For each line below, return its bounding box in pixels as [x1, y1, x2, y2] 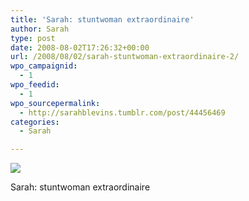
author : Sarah [10, 24, 70, 34]
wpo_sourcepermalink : [10, 98, 101, 108]
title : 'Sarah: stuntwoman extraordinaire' [10, 14, 195, 25]
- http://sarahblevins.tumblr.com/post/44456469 [19, 107, 226, 118]
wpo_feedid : [10, 80, 60, 90]
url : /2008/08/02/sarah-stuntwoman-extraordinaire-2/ [10, 52, 240, 62]
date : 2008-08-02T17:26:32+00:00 [10, 42, 150, 53]
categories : [10, 117, 60, 127]
